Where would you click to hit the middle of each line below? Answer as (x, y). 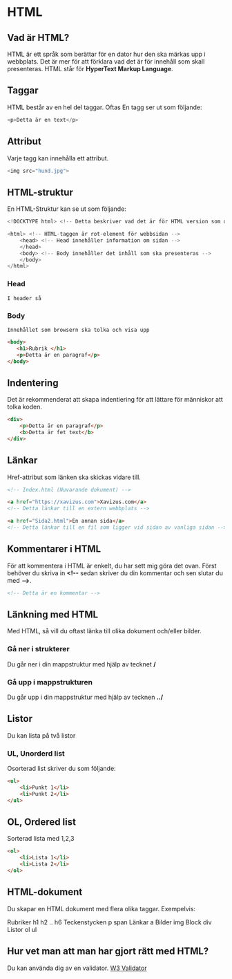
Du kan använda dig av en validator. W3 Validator (77, 968)
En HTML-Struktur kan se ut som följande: (67, 209)
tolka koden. (25, 407)
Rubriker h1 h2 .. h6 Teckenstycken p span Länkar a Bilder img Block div (109, 922)
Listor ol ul (22, 929)
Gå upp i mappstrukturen (50, 682)
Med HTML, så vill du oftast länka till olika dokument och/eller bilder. (104, 631)
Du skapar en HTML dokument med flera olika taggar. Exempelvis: (101, 908)
